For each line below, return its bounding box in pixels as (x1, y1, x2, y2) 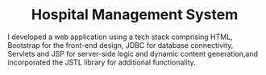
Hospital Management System (31, 6, 239, 24)
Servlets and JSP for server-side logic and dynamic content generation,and (7, 49, 259, 58)
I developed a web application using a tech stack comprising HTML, (7, 32, 233, 41)
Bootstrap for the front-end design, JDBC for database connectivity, (7, 40, 234, 49)
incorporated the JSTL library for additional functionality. (7, 57, 197, 67)
